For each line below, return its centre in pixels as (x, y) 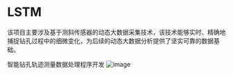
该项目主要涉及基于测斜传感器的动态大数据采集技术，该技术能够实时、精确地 (116, 32)
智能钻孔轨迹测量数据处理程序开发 (56, 64)
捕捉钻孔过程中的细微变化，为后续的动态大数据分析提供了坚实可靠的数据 (110, 41)
